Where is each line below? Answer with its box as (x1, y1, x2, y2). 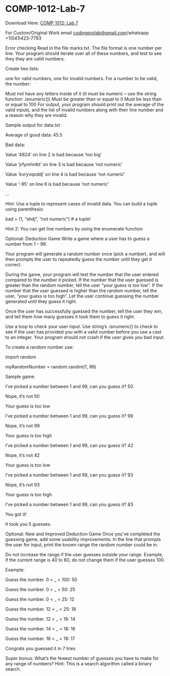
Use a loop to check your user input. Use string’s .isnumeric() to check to (5, 323, 158, 329)
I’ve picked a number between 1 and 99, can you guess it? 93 (5, 471, 133, 478)
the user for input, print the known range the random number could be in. (5, 542, 158, 548)
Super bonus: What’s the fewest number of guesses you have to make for (5, 655, 159, 661)
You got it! (5, 511, 27, 517)
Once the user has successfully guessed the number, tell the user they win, (5, 308, 163, 314)
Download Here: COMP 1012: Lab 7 (5, 20, 79, 26)
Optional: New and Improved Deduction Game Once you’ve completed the (5, 531, 161, 537)
